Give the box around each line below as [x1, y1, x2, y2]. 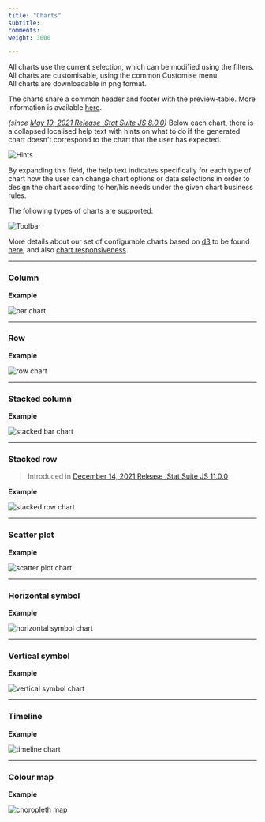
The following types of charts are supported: [8, 206, 154, 216]
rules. [8, 191, 27, 200]
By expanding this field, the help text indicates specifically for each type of [8, 165, 252, 175]
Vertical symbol [8, 650, 70, 661]
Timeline [8, 711, 43, 722]
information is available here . [8, 103, 103, 112]
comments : [8, 26, 41, 34]
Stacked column [8, 393, 73, 404]
